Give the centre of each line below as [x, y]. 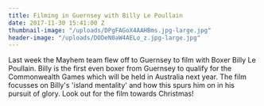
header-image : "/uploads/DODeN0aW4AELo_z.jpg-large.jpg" [105, 38]
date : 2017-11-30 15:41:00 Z [56, 23]
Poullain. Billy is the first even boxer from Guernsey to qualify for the [120, 69]
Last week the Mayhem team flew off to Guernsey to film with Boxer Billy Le [132, 60]
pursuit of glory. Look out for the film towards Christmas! [101, 94]
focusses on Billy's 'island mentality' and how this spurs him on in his [121, 85]
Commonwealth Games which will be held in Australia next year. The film [128, 77]
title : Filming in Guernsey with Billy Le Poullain [95, 15]
